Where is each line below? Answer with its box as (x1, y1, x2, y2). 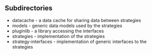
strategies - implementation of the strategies (12, 33, 105, 39)
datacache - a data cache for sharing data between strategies (12, 17, 141, 23)
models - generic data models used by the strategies (12, 22, 122, 28)
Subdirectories (5, 4, 53, 12)
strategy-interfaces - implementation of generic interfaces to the (12, 38, 147, 44)
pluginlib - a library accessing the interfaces (12, 27, 104, 34)
